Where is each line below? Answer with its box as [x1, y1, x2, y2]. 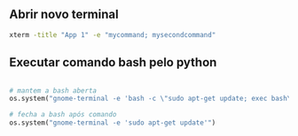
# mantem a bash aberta [9, 86, 98, 95]
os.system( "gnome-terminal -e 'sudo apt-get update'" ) [9, 118, 216, 127]
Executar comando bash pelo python [9, 55, 217, 70]
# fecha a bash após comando [9, 110, 117, 119]
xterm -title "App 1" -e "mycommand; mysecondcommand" [9, 30, 216, 39]
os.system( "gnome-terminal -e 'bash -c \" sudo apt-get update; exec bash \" [9, 94, 295, 103]
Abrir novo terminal [9, 7, 119, 22]
